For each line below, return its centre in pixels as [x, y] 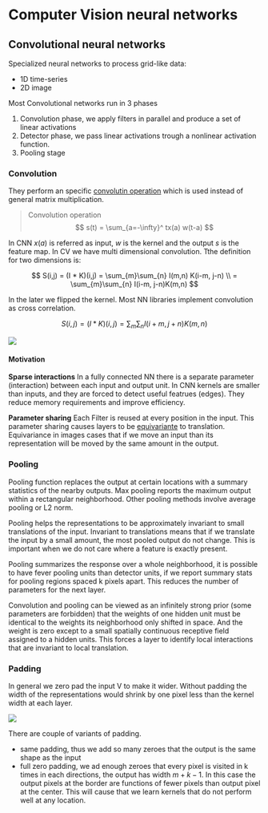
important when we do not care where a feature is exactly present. [118, 548]
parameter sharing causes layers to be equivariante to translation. [117, 427]
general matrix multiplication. [56, 200]
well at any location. [53, 800]
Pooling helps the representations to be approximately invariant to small [126, 523]
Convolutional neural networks [87, 44]
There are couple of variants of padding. [75, 733]
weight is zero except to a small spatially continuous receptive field [119, 630]
